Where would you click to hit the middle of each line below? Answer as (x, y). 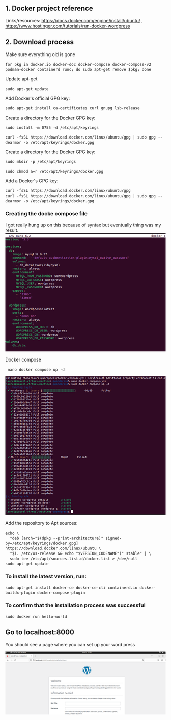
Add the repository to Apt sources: (41, 523)
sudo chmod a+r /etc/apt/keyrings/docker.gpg (54, 171)
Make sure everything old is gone (40, 54)
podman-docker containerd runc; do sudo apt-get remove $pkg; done (78, 69)
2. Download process (39, 42)
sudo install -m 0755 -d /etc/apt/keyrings (52, 128)
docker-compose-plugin (61, 593)
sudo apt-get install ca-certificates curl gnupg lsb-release (73, 108)
